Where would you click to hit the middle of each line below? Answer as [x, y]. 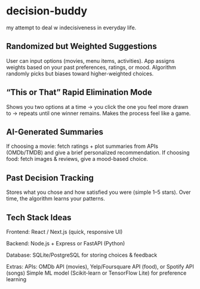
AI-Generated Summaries [55, 132]
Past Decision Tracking [50, 178]
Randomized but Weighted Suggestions [81, 46]
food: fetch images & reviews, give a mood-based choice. [77, 159]
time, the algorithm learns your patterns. [56, 199]
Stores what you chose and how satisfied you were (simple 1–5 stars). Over [99, 192]
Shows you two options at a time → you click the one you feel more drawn [97, 107]
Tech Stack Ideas [39, 217]
